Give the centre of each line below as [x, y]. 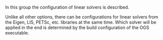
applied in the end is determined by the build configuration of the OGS [77, 27]
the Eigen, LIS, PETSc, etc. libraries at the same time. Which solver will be [81, 22]
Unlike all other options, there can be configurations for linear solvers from [82, 17]
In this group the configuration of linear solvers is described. [67, 7]
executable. [17, 33]
